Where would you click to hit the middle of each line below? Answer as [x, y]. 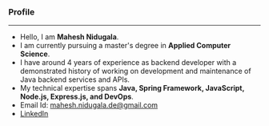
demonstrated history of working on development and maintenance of [135, 71]
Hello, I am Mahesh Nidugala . [69, 37]
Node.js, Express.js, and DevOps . [76, 97]
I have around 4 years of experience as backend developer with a [128, 63]
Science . [35, 54]
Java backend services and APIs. [75, 79]
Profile [22, 12]
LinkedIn [34, 114]
